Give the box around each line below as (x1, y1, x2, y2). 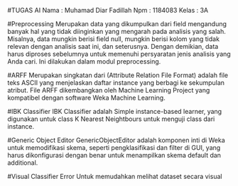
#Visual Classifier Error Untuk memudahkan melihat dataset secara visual (7, 173, 222, 180)
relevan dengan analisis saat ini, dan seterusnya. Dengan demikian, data (7, 42, 219, 50)
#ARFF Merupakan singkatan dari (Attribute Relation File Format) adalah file (7, 71, 229, 79)
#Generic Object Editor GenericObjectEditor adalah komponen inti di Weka (7, 136, 225, 144)
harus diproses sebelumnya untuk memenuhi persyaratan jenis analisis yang (7, 50, 231, 58)
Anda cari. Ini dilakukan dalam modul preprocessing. (7, 57, 161, 66)
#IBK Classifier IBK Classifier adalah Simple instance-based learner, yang (7, 107, 222, 115)
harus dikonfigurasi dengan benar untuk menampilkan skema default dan (7, 151, 222, 159)
